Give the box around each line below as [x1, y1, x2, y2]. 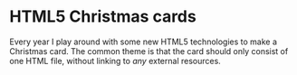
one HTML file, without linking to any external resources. [9, 55, 222, 66]
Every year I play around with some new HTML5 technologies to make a [9, 36, 278, 47]
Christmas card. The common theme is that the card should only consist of [9, 45, 289, 56]
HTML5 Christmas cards [9, 6, 196, 27]
